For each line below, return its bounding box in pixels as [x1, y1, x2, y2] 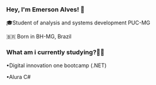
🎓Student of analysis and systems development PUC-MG [6, 19, 151, 26]
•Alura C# [6, 73, 31, 80]
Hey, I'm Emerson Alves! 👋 [6, 5, 85, 14]
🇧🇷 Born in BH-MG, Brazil [6, 33, 72, 40]
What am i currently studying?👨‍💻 [6, 48, 105, 56]
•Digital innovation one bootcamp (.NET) [6, 62, 107, 69]
